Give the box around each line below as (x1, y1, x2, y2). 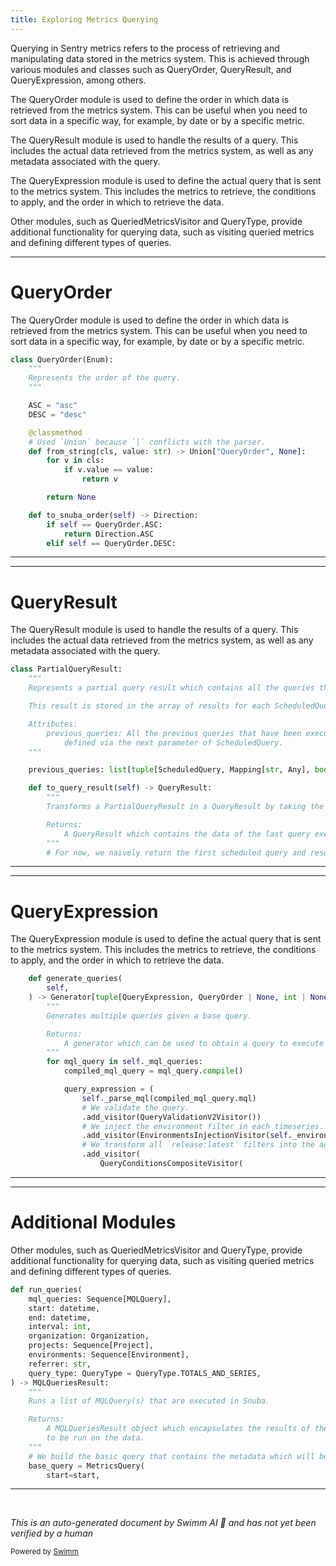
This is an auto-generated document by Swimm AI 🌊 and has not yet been (10, 1517, 317, 1529)
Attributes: (28, 719, 78, 729)
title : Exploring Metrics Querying (10, 14, 159, 25)
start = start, (46, 1470, 101, 1480)
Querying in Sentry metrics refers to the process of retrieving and (10, 42, 280, 54)
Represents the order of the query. (28, 373, 182, 383)
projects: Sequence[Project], (28, 1341, 155, 1351)
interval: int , (28, 1322, 92, 1332)
